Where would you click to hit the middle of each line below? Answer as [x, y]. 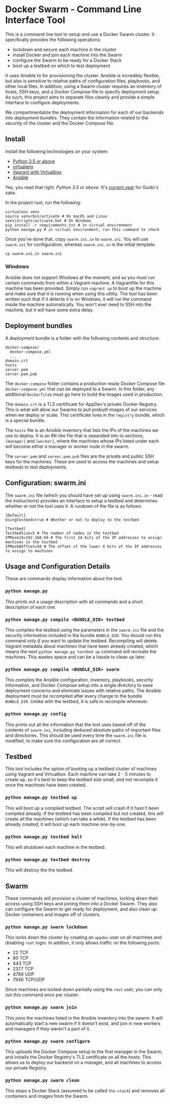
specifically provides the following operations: [53, 40]
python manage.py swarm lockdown [46, 927]
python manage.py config [36, 714]
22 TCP [20, 953]
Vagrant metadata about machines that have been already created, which [82, 646]
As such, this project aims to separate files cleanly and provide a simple [80, 97]
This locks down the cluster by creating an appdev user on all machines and [83, 937]
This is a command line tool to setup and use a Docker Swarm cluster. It [80, 34]
